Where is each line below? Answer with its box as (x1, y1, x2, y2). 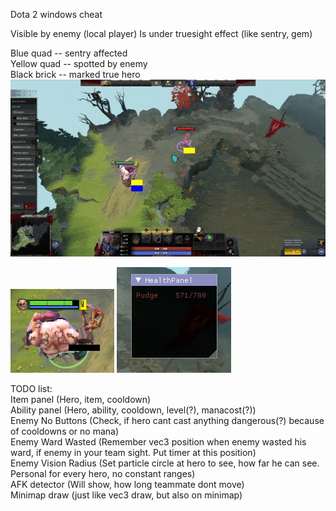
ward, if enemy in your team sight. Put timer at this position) (10, 447, 257, 459)
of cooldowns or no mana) (10, 425, 120, 438)
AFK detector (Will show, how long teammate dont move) (10, 479, 245, 491)
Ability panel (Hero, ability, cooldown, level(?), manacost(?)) (10, 404, 257, 416)
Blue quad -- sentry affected (10, 47, 128, 59)
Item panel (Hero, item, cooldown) (10, 394, 152, 406)
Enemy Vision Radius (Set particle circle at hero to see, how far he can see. (10, 457, 320, 469)
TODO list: (10, 383, 53, 395)
